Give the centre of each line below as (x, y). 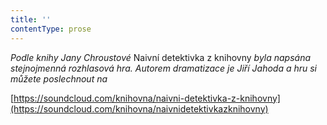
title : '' (31, 19)
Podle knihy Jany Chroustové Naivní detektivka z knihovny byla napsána (161, 57)
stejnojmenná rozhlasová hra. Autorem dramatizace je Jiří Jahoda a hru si (164, 68)
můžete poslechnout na (59, 78)
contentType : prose (51, 29)
